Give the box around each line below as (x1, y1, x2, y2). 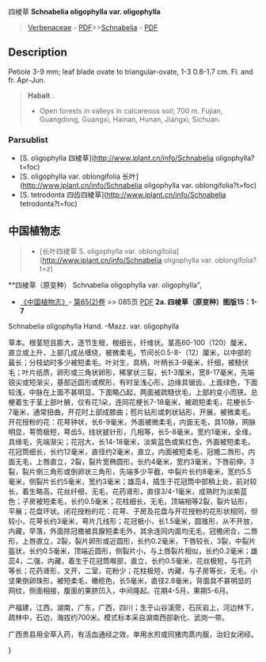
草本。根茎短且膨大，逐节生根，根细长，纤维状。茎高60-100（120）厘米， (8, 337, 252, 347)
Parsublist (8, 134, 49, 145)
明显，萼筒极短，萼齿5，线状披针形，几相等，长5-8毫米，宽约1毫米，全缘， (8, 427, 256, 437)
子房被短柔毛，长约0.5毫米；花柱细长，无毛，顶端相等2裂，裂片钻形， (21, 496, 252, 506)
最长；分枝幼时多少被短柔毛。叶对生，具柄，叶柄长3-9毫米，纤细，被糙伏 (8, 357, 249, 367)
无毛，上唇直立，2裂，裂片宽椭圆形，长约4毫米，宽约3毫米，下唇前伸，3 (14, 456, 255, 466)
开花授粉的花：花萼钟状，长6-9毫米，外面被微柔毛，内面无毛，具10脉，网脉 (8, 417, 256, 426)
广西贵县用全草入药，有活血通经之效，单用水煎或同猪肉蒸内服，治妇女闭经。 (8, 629, 258, 639)
